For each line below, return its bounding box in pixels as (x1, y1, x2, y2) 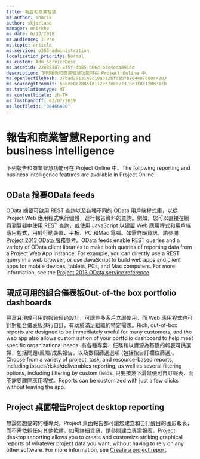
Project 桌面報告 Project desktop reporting (6, 402, 165, 412)
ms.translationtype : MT (6, 87, 66, 93)
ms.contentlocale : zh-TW (6, 92, 68, 98)
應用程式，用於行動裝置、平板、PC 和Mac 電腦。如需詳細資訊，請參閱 (6, 229, 179, 237)
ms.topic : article (6, 42, 52, 48)
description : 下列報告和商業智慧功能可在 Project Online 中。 (6, 70, 150, 76)
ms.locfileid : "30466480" (6, 103, 70, 109)
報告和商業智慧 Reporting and (6, 131, 152, 144)
